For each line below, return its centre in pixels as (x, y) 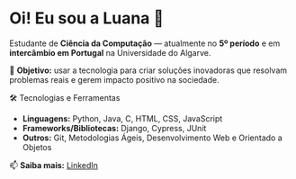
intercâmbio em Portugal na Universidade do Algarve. (110, 52)
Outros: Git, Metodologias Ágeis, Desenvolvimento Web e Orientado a (152, 138)
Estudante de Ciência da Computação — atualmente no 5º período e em (145, 43)
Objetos (37, 147)
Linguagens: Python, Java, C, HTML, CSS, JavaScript (122, 118)
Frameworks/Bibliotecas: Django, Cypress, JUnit (114, 128)
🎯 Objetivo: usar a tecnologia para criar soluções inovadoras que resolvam (148, 70)
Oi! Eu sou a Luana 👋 (87, 18)
